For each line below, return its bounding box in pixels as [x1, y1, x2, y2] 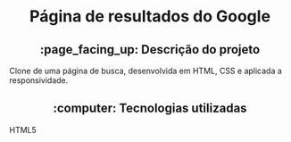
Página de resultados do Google [29, 6, 270, 27]
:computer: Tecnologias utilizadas [53, 101, 247, 116]
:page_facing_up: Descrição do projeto [39, 42, 261, 57]
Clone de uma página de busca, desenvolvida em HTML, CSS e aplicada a [9, 65, 283, 76]
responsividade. [9, 75, 69, 86]
